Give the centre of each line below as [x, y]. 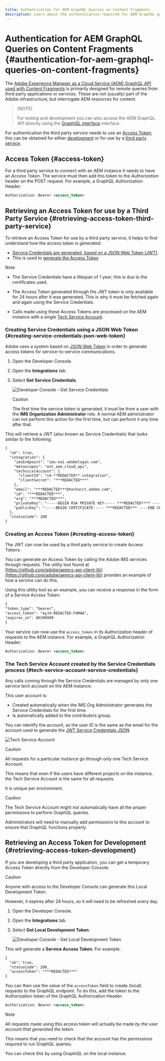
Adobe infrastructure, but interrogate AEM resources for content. [71, 99]
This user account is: [26, 695]
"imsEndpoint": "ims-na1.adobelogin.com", [58, 462]
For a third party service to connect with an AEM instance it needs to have [80, 171]
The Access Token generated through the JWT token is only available [82, 292]
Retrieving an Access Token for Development [76, 843]
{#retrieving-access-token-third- [101, 219]
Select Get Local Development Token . [51, 930]
